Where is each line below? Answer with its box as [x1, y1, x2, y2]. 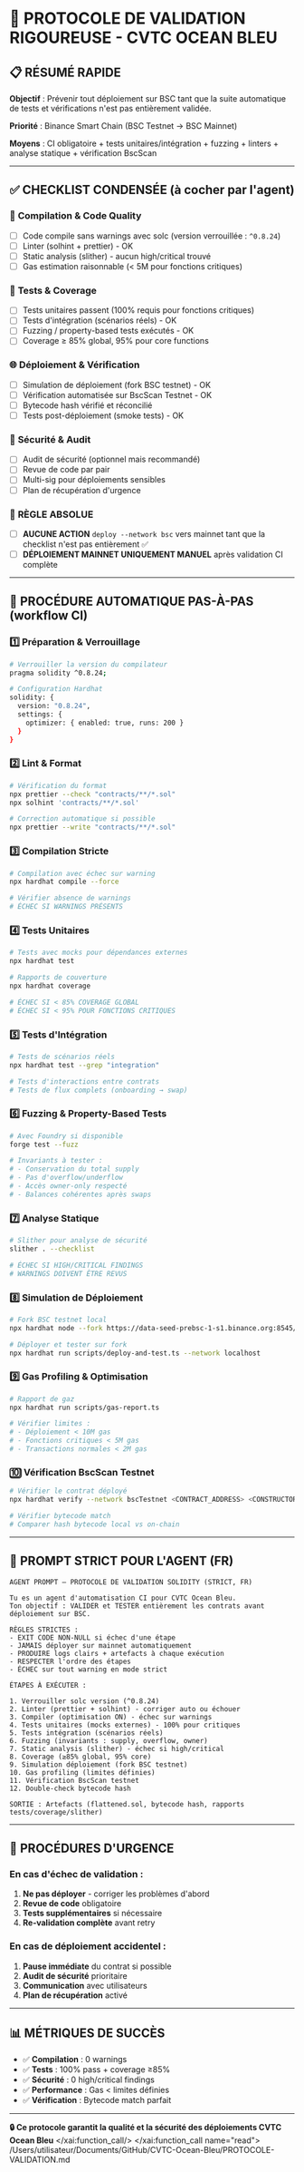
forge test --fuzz [9, 1140, 79, 1149]
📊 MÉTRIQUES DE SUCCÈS [9, 2025, 166, 2041]
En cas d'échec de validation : [9, 1867, 144, 1880]
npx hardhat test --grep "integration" [9, 1060, 160, 1069]
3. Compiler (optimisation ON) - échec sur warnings [9, 1712, 213, 1721]
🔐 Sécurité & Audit [9, 433, 91, 445]
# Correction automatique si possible [9, 814, 156, 823]
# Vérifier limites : [9, 1419, 91, 1428]
